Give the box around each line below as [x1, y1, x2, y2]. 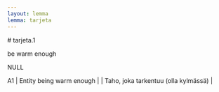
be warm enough [7, 49, 57, 58]
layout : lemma [7, 10, 49, 17]
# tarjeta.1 [7, 36, 36, 44]
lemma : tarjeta [7, 17, 52, 24]
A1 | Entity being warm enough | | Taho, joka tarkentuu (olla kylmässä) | [7, 76, 213, 84]
